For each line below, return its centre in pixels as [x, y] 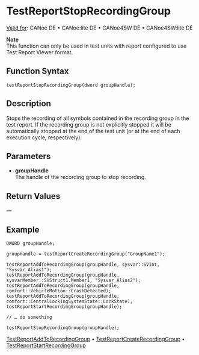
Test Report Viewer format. [40, 52]
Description [29, 104]
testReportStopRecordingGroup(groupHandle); [63, 328]
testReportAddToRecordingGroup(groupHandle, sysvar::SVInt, [83, 265]
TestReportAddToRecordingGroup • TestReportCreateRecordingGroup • [96, 339]
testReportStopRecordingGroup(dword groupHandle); [71, 85]
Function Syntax [38, 71]
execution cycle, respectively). [44, 137]
